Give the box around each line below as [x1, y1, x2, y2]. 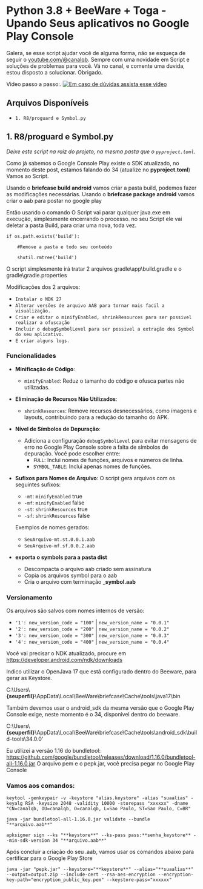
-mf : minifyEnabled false [24, 499, 85, 506]
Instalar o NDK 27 [15, 296, 62, 302]
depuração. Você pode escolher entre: [24, 449, 121, 457]
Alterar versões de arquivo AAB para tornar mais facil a [15, 302, 165, 309]
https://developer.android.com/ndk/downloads [6, 656, 123, 664]
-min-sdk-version [6, 838, 50, 844]
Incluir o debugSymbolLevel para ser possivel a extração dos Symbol [15, 326, 195, 332]
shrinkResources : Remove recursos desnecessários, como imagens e [24, 407, 197, 414]
